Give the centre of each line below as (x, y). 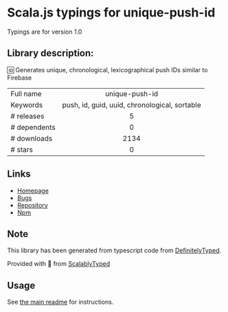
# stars (22, 149)
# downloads (32, 138)
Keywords (27, 104)
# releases (27, 116)
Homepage (33, 190)
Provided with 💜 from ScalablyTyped (59, 264)
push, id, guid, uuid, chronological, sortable (132, 104)
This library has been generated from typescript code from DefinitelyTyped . (114, 250)
